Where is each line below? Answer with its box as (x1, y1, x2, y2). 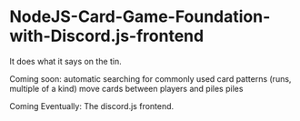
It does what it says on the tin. (9, 55, 123, 66)
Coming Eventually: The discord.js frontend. (9, 100, 175, 111)
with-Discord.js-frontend (9, 25, 205, 46)
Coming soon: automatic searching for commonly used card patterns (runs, (9, 73, 292, 84)
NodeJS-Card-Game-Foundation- (9, 6, 271, 27)
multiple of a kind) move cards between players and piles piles (9, 83, 244, 94)
